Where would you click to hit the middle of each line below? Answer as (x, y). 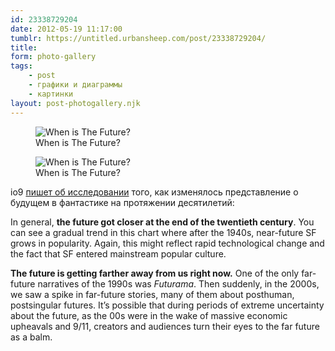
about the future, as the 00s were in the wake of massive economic (149, 315)
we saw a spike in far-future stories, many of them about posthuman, (152, 294)
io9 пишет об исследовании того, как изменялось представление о (154, 192)
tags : (21, 66)
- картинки (51, 94)
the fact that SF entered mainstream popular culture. (118, 253)
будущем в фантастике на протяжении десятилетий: (122, 202)
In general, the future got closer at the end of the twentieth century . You (162, 222)
